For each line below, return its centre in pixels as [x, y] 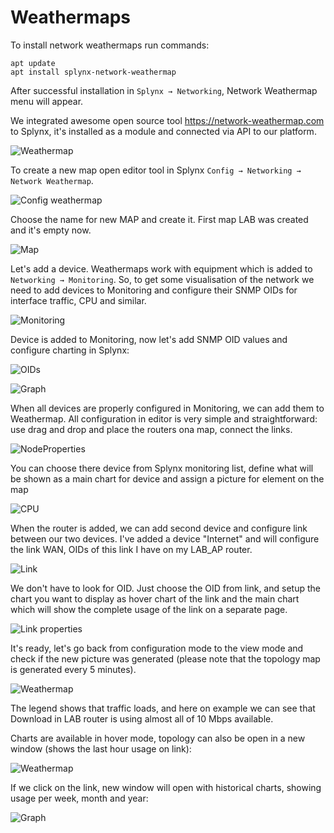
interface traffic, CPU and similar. [78, 300]
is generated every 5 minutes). [73, 669]
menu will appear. [47, 101]
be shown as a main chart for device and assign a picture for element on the [167, 478]
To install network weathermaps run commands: [110, 45]
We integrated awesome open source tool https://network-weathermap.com [167, 120]
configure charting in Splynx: [70, 350]
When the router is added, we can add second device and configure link [159, 528]
